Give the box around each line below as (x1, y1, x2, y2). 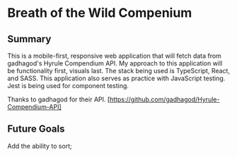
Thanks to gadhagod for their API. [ (7, 95, 110, 103)
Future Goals (7, 123, 65, 135)
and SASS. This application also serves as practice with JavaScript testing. (7, 74, 226, 82)
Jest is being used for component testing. (7, 82, 129, 89)
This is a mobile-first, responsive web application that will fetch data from (7, 51, 221, 60)
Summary (7, 33, 52, 45)
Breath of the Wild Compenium (7, 5, 192, 21)
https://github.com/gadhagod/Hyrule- (109, 95, 220, 103)
